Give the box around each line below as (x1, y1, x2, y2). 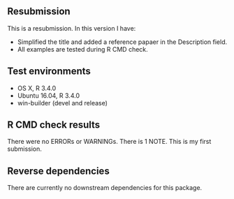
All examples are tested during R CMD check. (17, 45, 148, 53)
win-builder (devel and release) (17, 98, 108, 107)
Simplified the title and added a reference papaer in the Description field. (17, 38, 228, 46)
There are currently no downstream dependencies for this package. (7, 184, 203, 192)
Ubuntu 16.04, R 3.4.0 (17, 91, 80, 100)
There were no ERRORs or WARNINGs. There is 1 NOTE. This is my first (7, 138, 212, 146)
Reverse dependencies (7, 165, 110, 177)
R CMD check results (7, 119, 101, 131)
